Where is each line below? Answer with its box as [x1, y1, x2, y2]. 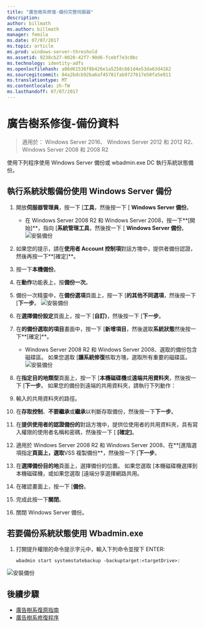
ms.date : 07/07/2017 [7, 37, 60, 43]
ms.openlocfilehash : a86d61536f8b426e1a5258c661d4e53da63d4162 [7, 65, 172, 72]
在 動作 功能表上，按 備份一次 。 [15, 278, 91, 286]
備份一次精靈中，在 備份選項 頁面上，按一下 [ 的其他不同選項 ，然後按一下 [15, 291, 196, 299]
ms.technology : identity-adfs [7, 60, 84, 66]
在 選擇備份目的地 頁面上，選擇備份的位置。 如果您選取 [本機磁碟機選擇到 [15, 462, 198, 469]
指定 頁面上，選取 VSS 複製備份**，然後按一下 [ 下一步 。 [21, 449, 161, 456]
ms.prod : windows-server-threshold [7, 49, 98, 55]
